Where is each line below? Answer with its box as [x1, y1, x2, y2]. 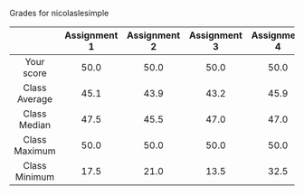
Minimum [14, 171, 55, 183]
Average [16, 93, 52, 105]
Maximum [14, 144, 56, 157]
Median [18, 119, 52, 131]
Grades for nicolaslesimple [9, 8, 109, 18]
